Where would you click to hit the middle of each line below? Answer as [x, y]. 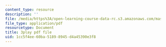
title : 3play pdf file [28, 32]
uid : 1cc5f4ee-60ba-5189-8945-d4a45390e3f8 [51, 37]
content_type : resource [30, 10]
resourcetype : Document [30, 28]
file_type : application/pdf [34, 23]
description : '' [22, 14]
